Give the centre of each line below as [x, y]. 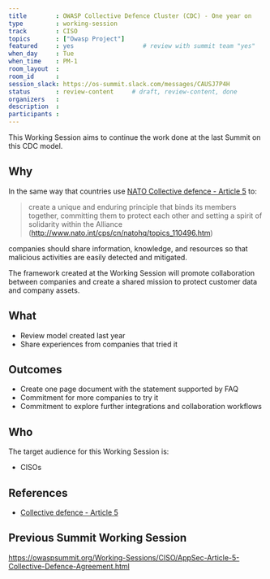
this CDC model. [36, 146]
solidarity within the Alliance [75, 224]
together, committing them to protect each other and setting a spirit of [145, 215]
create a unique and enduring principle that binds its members [132, 207]
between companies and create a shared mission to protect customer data [133, 281]
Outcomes [35, 370]
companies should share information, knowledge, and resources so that [129, 248]
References [38, 493]
